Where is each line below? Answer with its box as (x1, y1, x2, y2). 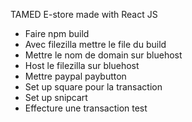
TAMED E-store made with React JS (10, 9, 158, 20)
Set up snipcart (24, 92, 88, 103)
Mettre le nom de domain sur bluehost (24, 49, 183, 61)
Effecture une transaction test (24, 102, 148, 114)
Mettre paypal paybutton (24, 70, 127, 82)
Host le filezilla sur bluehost (24, 60, 140, 71)
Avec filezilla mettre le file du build (24, 39, 167, 50)
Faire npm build (24, 28, 90, 39)
